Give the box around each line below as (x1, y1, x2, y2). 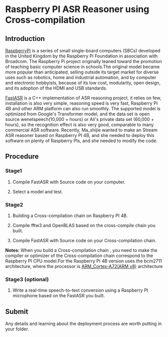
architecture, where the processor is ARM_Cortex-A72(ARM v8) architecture (5, 263, 163, 269)
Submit (5, 307, 29, 316)
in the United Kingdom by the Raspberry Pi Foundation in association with (5, 53, 158, 59)
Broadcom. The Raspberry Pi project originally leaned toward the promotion (5, 58, 162, 64)
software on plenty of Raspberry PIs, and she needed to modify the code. (5, 138, 157, 144)
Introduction (5, 34, 45, 43)
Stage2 (5, 201, 24, 208)
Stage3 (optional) (5, 276, 49, 283)
